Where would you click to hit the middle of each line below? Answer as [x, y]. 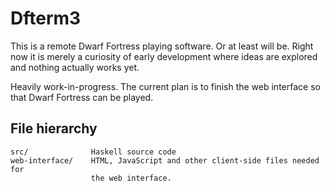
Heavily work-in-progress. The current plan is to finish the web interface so [165, 86]
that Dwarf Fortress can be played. [82, 97]
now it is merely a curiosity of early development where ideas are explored [164, 56]
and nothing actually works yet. [75, 67]
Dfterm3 [46, 18]
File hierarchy [54, 128]
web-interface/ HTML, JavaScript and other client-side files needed [165, 160]
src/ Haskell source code [93, 152]
